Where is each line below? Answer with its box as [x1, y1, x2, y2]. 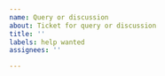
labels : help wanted [9, 37, 86, 47]
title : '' [9, 29, 46, 38]
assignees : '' [9, 46, 62, 55]
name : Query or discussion [9, 12, 109, 22]
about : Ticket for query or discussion [9, 21, 157, 30]
